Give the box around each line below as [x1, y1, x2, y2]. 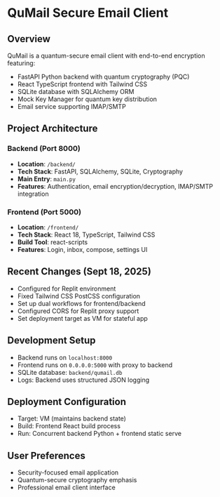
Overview [7, 33, 51, 45]
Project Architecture [7, 123, 98, 135]
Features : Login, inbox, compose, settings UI [17, 245, 148, 253]
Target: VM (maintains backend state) [17, 414, 126, 423]
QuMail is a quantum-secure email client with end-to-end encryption [7, 51, 205, 60]
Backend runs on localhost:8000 [17, 353, 113, 362]
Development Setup [7, 335, 96, 347]
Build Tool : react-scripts [17, 237, 88, 246]
